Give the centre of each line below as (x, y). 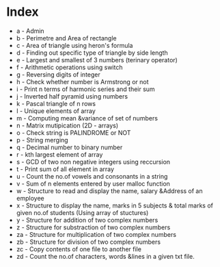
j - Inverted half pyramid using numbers (72, 96)
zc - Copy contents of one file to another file (79, 249)
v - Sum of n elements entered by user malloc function (93, 183)
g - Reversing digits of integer (58, 74)
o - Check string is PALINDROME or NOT (73, 132)
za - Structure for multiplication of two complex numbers (96, 234)
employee (30, 198)
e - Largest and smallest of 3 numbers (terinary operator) (97, 60)
